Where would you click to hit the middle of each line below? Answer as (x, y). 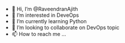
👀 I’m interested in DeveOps (45, 15)
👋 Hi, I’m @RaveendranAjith (45, 9)
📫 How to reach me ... (39, 34)
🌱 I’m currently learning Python (49, 21)
